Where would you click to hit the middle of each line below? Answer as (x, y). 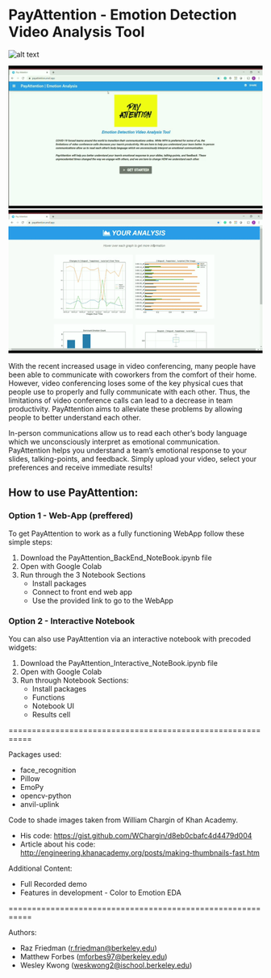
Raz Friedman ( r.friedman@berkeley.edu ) (88, 948)
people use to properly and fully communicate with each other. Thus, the (129, 391)
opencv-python (46, 796)
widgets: (23, 647)
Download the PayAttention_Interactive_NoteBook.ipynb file (119, 662)
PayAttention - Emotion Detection (123, 15)
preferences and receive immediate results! (81, 467)
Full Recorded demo (53, 884)
